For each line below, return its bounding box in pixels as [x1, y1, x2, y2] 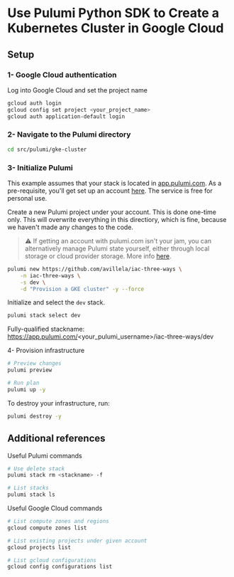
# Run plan [7, 379, 40, 387]
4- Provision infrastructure [7, 346, 85, 355]
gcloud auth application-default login [7, 112, 126, 120]
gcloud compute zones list [7, 524, 87, 531]
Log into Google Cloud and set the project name [7, 85, 147, 94]
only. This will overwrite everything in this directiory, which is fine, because [7, 215, 227, 223]
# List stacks [7, 485, 50, 492]
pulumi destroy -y [7, 413, 62, 420]
